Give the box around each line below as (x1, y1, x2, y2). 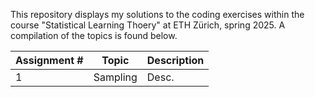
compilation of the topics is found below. (10, 30, 178, 41)
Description (146, 54, 205, 67)
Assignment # (15, 54, 84, 67)
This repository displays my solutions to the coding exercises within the (10, 9, 305, 20)
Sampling (93, 70, 138, 84)
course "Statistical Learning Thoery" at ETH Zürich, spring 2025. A (10, 19, 286, 31)
